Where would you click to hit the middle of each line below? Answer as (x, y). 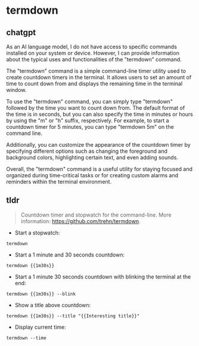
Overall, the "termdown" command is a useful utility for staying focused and (99, 169)
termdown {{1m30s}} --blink (41, 294)
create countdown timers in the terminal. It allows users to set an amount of (99, 77)
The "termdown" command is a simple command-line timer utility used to (96, 71)
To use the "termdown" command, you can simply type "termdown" (89, 101)
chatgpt (21, 33)
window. (16, 90)
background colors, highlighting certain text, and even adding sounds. (92, 157)
